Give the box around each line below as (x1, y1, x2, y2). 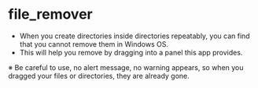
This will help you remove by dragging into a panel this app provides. (19, 48, 243, 57)
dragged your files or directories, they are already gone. (8, 71, 190, 80)
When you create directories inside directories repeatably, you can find (19, 31, 250, 40)
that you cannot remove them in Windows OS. (19, 39, 169, 48)
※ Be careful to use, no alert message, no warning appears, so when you (8, 62, 244, 72)
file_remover (8, 5, 93, 23)
